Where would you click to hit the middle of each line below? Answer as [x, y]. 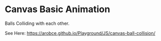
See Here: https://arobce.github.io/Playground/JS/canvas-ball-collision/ [80, 33]
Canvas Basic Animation [58, 9]
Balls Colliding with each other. [37, 23]
